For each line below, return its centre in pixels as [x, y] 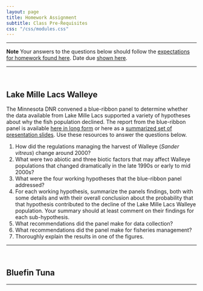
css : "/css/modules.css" [37, 29]
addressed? [30, 185]
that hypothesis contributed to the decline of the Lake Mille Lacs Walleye [105, 204]
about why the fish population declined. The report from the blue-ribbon [96, 122]
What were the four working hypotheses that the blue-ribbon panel [98, 178]
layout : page [23, 12]
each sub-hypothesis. [42, 217]
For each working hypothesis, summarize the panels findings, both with [104, 192]
